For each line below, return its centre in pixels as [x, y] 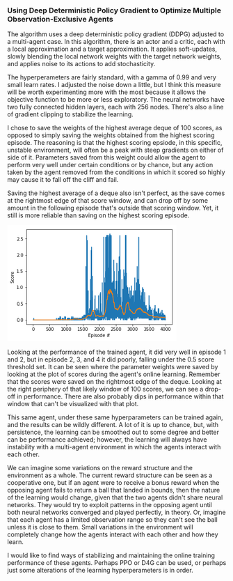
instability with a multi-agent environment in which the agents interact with [114, 447]
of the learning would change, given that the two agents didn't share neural [115, 497]
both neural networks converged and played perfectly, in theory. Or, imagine [116, 512]
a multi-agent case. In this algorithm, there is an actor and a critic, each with [116, 42]
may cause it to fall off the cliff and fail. [63, 180]
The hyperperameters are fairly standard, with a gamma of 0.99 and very [112, 77]
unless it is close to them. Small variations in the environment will [100, 527]
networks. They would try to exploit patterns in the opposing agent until [110, 505]
